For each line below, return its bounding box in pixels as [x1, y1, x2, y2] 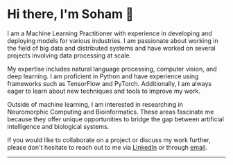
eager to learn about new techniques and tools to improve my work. [7, 87, 201, 95]
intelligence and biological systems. [7, 122, 110, 130]
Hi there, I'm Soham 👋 [7, 6, 134, 22]
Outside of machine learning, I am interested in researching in [7, 100, 184, 108]
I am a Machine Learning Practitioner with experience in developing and [7, 29, 213, 37]
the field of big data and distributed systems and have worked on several [7, 44, 216, 52]
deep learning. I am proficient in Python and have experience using [7, 72, 199, 80]
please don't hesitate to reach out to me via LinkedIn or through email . [7, 143, 208, 151]
